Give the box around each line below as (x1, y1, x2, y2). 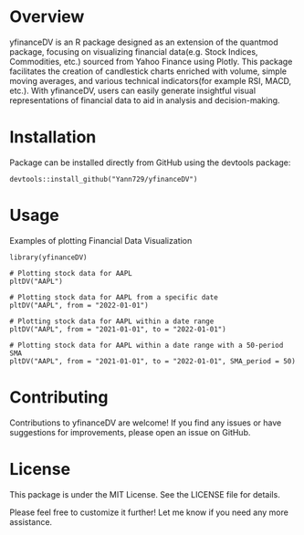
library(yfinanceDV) (9, 253, 89, 262)
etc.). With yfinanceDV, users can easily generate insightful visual (9, 85, 257, 96)
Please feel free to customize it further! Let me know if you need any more (9, 507, 289, 518)
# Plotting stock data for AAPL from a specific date (9, 292, 219, 302)
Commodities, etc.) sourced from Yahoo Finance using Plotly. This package (9, 56, 293, 67)
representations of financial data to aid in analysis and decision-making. (9, 94, 280, 106)
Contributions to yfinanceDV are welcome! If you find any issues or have (9, 417, 282, 428)
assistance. (9, 516, 53, 527)
